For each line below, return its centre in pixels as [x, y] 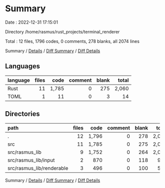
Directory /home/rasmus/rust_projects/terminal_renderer [63, 31]
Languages [23, 66]
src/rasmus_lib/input [31, 160]
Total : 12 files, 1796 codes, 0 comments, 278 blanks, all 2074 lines [72, 41]
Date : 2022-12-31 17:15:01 [31, 22]
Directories [23, 114]
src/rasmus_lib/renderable [38, 168]
